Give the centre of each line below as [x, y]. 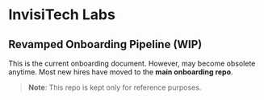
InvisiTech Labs [62, 15]
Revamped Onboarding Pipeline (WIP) [105, 44]
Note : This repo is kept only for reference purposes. [115, 87]
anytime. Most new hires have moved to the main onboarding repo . [121, 72]
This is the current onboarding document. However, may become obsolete [132, 63]
